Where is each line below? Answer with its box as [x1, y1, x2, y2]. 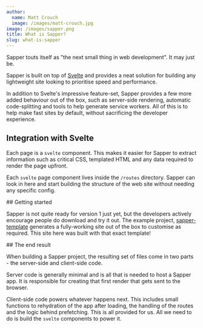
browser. [6, 284, 28, 291]
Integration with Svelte [6, 133, 94, 143]
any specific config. [6, 186, 56, 194]
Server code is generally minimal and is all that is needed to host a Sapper [6, 271, 191, 278]
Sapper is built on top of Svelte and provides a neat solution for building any [6, 72, 196, 79]
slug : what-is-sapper [6, 37, 61, 43]
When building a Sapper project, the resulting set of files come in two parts [6, 252, 194, 260]
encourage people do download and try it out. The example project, [6, 216, 175, 224]
